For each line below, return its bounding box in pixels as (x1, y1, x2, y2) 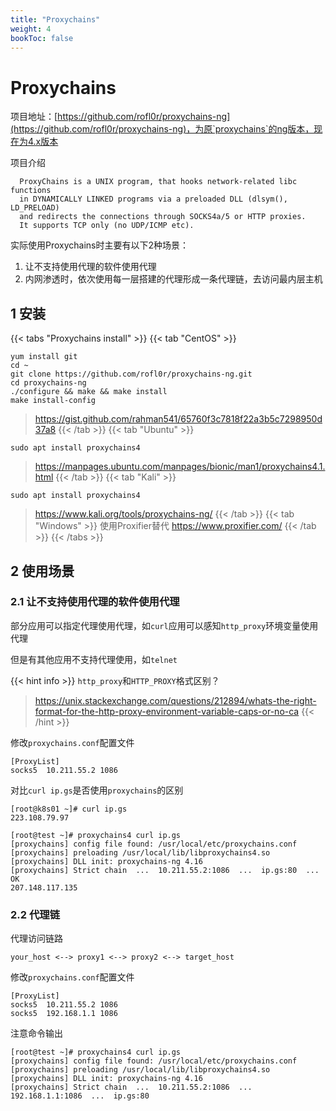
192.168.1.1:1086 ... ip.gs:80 (10, 1091, 150, 1101)
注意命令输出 (10, 1027, 63, 1040)
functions (10, 186, 52, 196)
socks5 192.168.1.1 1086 (10, 1009, 118, 1019)
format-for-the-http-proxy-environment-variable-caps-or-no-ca (34, 705, 300, 717)
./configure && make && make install (10, 387, 168, 397)
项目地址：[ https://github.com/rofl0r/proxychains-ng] (10, 111, 231, 123)
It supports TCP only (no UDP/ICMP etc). (19, 221, 195, 231)
